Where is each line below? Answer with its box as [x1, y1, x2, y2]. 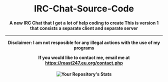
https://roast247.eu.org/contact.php [44, 59, 123, 65]
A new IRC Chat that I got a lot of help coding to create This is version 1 [9, 19, 159, 25]
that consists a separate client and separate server [29, 25, 138, 31]
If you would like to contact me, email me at [38, 54, 130, 60]
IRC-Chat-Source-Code [34, 3, 134, 14]
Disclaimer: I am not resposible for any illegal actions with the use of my [7, 39, 160, 45]
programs [73, 44, 94, 50]
